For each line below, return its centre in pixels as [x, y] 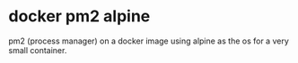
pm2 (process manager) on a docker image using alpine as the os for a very [149, 41]
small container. [38, 50]
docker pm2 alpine [79, 16]
